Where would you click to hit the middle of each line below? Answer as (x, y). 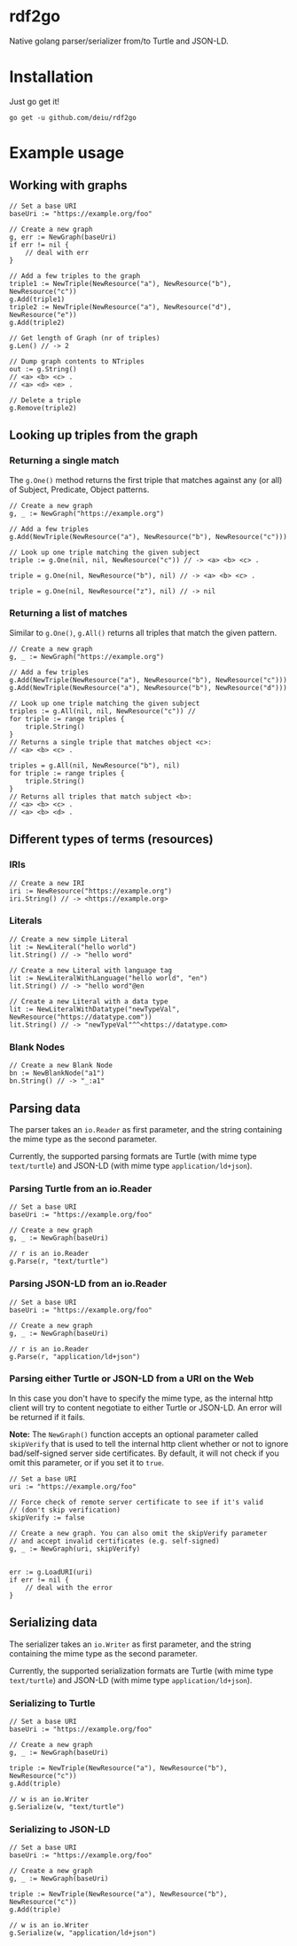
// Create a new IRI (47, 883)
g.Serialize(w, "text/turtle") (67, 1807)
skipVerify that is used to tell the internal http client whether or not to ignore (149, 1443)
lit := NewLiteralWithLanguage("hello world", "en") (109, 978)
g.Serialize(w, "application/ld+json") (83, 1934)
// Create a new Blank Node (61, 1066)
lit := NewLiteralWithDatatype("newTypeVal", (94, 1009)
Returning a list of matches (68, 613)
